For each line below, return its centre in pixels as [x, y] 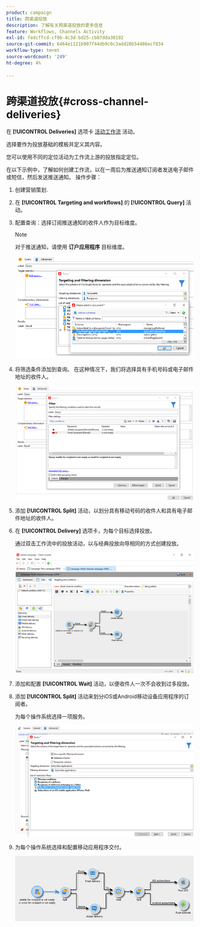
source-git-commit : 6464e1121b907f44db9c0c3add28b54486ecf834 [85, 44]
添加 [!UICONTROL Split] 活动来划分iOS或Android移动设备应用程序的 [99, 696]
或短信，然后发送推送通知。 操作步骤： [54, 177]
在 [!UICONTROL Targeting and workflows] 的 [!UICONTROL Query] [100, 202]
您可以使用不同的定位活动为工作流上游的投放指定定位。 [74, 157]
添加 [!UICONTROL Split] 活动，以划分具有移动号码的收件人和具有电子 [101, 510]
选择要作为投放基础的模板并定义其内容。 [56, 144]
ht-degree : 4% [24, 63]
